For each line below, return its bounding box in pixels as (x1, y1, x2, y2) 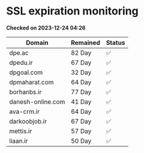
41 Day (71, 98, 92, 106)
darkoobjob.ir (9, 117, 47, 125)
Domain (26, 38, 49, 46)
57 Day (71, 126, 92, 135)
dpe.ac (9, 48, 29, 57)
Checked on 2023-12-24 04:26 (6, 24, 86, 31)
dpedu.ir (9, 58, 33, 67)
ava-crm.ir (9, 107, 40, 116)
